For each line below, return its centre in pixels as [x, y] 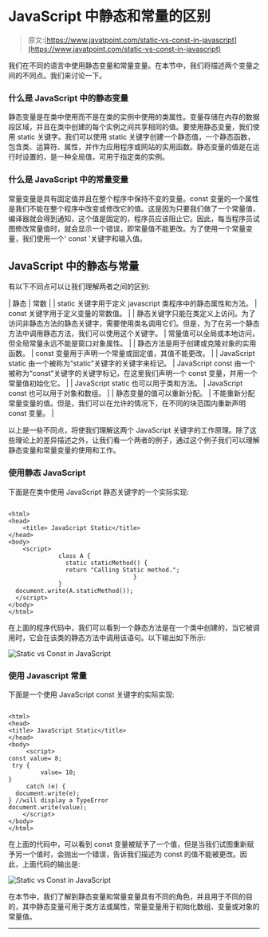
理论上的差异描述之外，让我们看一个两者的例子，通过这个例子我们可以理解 [137, 441]
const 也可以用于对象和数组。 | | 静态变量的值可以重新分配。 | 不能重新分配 [132, 393]
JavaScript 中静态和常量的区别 [110, 16]
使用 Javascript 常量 [48, 675]
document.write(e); [48, 793]
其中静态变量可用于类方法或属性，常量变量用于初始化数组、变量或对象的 [141, 906]
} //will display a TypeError [59, 800]
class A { [75, 555]
